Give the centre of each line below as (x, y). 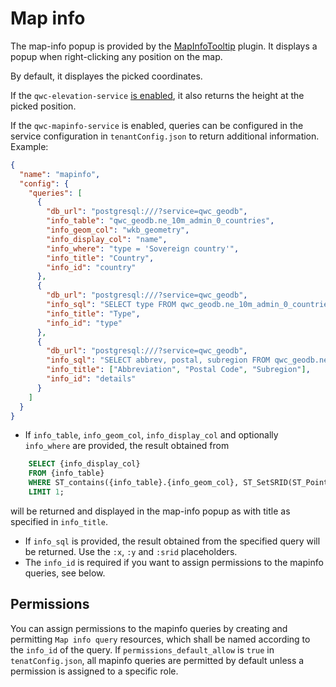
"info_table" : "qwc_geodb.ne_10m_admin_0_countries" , (160, 221)
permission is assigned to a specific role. (94, 671)
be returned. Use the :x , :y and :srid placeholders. (131, 551)
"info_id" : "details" (91, 379)
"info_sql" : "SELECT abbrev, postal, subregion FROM (158, 360)
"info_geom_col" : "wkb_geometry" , (118, 230)
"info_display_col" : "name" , (107, 239)
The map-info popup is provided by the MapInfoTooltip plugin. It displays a (164, 46)
